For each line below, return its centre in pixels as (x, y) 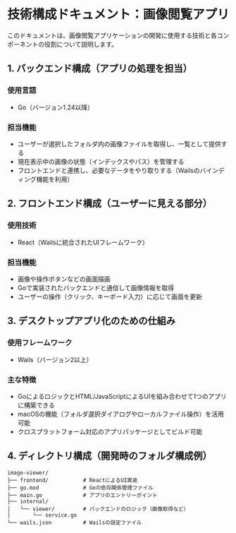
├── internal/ (28, 501)
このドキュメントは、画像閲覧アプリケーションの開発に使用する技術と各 (112, 35)
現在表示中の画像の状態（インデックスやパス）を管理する (101, 161)
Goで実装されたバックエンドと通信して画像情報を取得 (96, 287)
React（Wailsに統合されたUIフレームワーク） (83, 242)
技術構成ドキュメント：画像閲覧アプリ (119, 14)
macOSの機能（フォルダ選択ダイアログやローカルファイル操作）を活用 (120, 414)
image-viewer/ (28, 473)
